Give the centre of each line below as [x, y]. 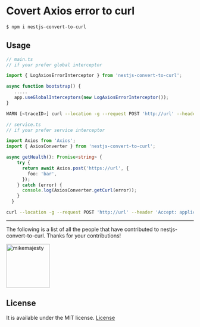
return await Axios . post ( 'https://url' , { [75, 168]
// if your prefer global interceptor [54, 65]
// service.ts [24, 124]
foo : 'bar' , [43, 174]
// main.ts [20, 59]
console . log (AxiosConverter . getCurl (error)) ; [79, 190]
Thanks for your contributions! [84, 235]
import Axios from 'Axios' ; [41, 141]
